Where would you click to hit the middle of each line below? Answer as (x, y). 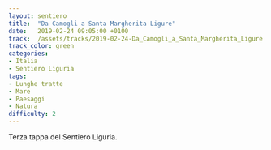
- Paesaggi (27, 99)
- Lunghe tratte (36, 84)
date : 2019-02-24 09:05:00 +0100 (69, 31)
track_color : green (41, 46)
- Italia (23, 62)
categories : (28, 54)
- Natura (23, 106)
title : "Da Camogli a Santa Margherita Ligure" (92, 24)
